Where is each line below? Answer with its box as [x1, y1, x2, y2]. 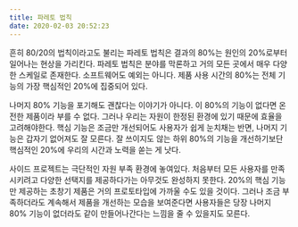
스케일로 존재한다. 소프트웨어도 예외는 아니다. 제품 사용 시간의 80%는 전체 [18, 69, 277, 80]
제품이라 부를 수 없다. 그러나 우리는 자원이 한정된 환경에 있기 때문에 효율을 [25, 111, 283, 122]
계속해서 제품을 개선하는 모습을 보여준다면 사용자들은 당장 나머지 [47, 197, 272, 207]
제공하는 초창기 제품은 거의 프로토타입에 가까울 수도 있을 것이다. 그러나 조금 [18, 185, 281, 197]
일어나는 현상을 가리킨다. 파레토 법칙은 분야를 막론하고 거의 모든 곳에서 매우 [9, 58, 271, 69]
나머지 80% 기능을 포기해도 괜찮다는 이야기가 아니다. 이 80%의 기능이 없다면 [9, 99, 277, 110]
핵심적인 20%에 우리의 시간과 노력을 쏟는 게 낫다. [9, 144, 181, 155]
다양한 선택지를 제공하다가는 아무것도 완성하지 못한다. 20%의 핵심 [39, 174, 269, 185]
